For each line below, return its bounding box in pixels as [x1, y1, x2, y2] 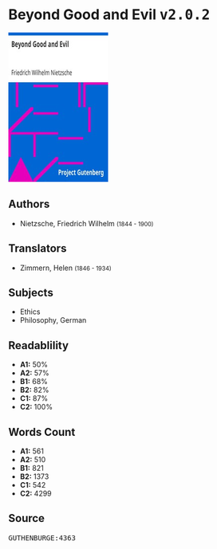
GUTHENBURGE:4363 [8, 533, 76, 543]
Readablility [8, 339, 69, 352]
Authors [8, 198, 50, 211]
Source [8, 512, 45, 525]
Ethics [19, 307, 41, 316]
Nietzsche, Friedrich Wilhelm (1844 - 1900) [19, 218, 154, 228]
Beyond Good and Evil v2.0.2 [8, 6, 211, 24]
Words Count [8, 425, 76, 439]
